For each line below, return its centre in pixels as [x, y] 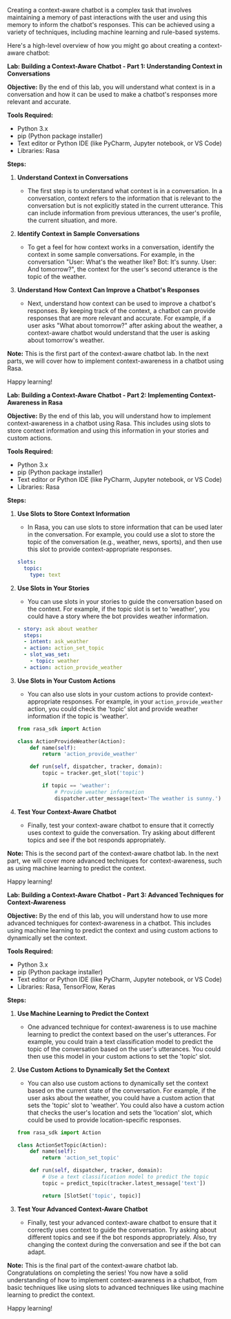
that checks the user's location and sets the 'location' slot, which [120, 1112]
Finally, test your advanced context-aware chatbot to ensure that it [122, 1222]
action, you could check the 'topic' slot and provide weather [113, 708]
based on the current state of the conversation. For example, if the [122, 1091]
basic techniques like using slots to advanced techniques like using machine [115, 1287]
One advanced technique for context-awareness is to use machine [122, 1027]
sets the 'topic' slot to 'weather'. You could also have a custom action [126, 1105]
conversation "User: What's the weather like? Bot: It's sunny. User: [122, 262]
